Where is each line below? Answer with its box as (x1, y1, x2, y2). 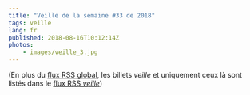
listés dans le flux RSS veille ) (8, 78, 102, 88)
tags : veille (8, 19, 52, 27)
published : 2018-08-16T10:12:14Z (8, 33, 120, 42)
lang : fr (8, 26, 38, 34)
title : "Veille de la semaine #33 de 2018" (8, 11, 156, 20)
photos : (8, 41, 34, 49)
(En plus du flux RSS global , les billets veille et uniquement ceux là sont (8, 70, 242, 79)
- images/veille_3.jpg (22, 48, 98, 56)
